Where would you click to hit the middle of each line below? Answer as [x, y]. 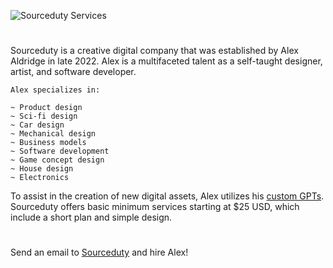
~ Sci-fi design [44, 116]
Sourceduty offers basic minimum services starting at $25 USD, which [155, 207]
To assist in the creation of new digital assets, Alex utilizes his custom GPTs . [167, 196]
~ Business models [48, 143]
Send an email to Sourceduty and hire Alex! [99, 252]
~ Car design [37, 125]
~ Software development [60, 151]
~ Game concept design [57, 160]
